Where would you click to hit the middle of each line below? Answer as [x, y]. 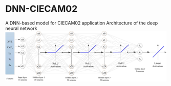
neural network [21, 28]
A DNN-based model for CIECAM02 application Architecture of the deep [82, 23]
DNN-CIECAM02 [41, 9]
